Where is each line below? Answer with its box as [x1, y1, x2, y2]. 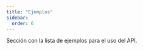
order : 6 [12, 20, 34, 26]
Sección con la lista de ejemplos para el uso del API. [6, 37, 138, 45]
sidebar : [6, 15, 29, 21]
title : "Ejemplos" [6, 9, 53, 15]
